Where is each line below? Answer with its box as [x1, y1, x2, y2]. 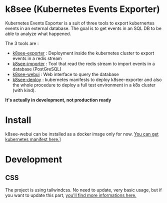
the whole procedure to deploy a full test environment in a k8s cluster [12, 81, 156, 88]
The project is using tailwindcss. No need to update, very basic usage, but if [5, 186, 162, 193]
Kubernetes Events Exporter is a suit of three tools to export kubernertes [5, 20, 155, 26]
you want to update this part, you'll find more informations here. [5, 192, 136, 198]
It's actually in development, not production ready [5, 96, 111, 103]
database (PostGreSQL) [12, 66, 61, 72]
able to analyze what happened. [5, 30, 71, 36]
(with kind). [12, 87, 36, 93]
